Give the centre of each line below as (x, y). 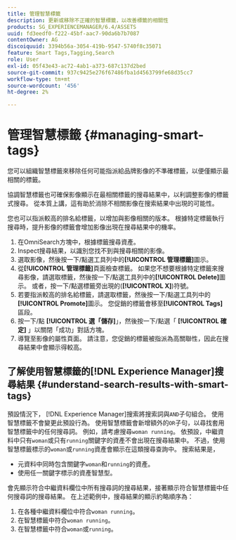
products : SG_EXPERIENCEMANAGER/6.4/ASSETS (72, 27)
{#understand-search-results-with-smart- (133, 384)
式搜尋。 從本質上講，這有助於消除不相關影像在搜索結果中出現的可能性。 (113, 204)
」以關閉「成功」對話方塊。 (68, 330)
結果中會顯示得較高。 (54, 348)
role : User (23, 60)
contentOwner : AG (33, 40)
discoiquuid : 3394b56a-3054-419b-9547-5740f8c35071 (84, 46)
